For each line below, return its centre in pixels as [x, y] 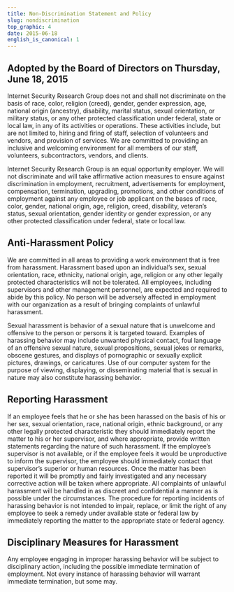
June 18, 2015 [38, 79]
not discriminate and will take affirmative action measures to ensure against [116, 176]
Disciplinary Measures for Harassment [93, 542]
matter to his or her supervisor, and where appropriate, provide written [109, 439]
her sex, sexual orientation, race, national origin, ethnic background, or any [115, 423]
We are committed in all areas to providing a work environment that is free [114, 260]
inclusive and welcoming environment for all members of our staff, [102, 148]
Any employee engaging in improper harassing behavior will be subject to [113, 559]
